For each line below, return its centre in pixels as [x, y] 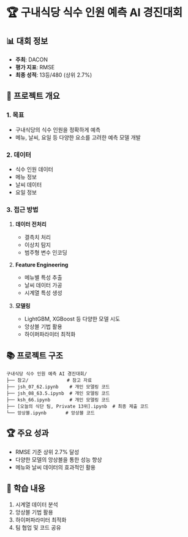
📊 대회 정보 [27, 41]
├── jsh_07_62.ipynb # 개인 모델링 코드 [58, 387]
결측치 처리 [37, 238]
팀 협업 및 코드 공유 [38, 527]
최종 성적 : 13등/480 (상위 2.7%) [54, 75]
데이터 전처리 [31, 224]
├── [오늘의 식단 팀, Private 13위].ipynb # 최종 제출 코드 [77, 407]
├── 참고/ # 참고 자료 [49, 381]
